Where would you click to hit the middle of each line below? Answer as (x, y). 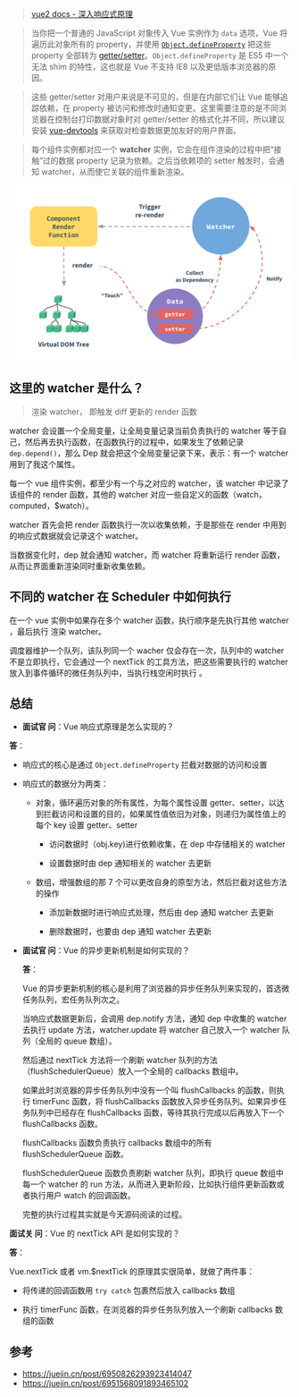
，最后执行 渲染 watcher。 (58, 631)
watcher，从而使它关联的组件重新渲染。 (115, 172)
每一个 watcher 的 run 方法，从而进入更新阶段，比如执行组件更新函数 (149, 1184)
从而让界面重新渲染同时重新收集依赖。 (79, 566)
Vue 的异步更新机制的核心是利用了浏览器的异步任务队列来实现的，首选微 (156, 989)
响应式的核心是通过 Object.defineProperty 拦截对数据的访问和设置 (145, 765)
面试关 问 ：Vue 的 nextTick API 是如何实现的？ (95, 1233)
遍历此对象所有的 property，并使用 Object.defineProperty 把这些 (151, 44)
